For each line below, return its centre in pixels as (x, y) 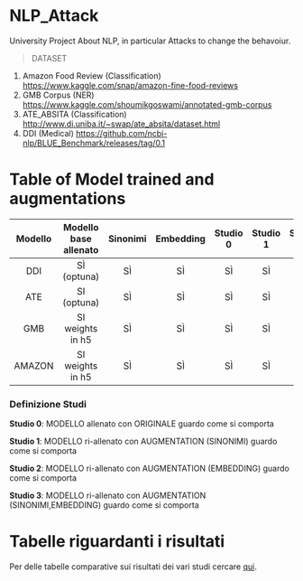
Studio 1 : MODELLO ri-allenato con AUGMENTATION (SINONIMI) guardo (143, 441)
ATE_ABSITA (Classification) (75, 114)
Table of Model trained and (112, 179)
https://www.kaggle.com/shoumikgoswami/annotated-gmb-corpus (147, 104)
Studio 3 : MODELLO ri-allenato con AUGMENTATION (108, 496)
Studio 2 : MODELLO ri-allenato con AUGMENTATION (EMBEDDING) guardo (150, 469)
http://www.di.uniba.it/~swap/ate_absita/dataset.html (121, 124)
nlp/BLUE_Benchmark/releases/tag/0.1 (93, 143)
